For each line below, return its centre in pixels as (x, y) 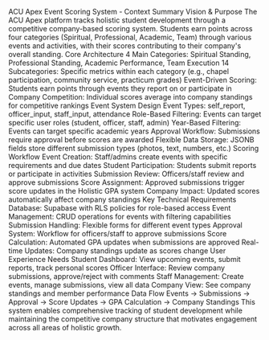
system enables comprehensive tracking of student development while (126, 310)
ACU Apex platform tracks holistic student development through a (117, 20)
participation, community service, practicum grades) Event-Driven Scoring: (132, 80)
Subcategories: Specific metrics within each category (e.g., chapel (119, 71)
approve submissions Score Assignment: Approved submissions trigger (126, 182)
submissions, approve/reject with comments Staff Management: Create (126, 276)
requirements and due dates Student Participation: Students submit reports (132, 165)
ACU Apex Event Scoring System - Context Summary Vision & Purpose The (133, 12)
